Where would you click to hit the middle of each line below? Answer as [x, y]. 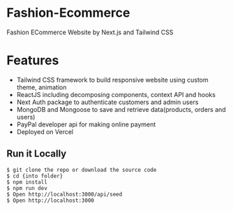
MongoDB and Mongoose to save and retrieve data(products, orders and [121, 109]
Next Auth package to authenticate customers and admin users [107, 102]
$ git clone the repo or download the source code [82, 170]
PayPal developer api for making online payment [86, 124]
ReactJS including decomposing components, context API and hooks [116, 94]
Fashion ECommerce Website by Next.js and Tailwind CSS [90, 32]
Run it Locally [37, 154]
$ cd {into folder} [35, 176]
